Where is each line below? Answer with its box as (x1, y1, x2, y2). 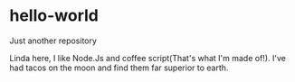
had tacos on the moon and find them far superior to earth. (9, 62, 229, 73)
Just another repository (9, 35, 98, 46)
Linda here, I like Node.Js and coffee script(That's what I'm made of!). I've (9, 52, 287, 63)
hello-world (9, 5, 100, 26)
